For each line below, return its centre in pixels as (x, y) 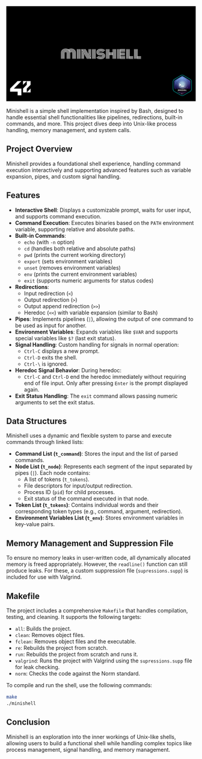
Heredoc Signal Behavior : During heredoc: (68, 370)
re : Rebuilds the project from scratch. (61, 648)
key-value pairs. (35, 524)
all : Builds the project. (43, 629)
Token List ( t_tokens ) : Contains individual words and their (87, 505)
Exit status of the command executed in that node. (86, 499)
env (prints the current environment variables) (80, 274)
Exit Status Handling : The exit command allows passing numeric (96, 396)
